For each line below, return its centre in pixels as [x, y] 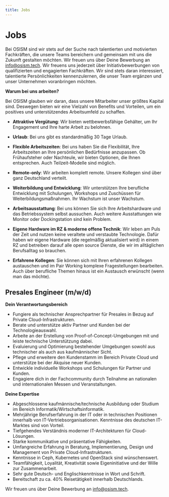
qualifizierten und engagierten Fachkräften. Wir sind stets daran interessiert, [84, 70]
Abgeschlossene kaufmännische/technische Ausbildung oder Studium [86, 404]
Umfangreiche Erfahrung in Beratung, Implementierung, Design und [83, 447]
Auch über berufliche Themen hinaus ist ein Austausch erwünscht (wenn [88, 271]
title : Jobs [18, 10]
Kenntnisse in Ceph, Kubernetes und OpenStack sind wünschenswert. [86, 458]
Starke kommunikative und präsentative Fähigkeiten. [67, 442]
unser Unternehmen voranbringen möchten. [51, 81]
